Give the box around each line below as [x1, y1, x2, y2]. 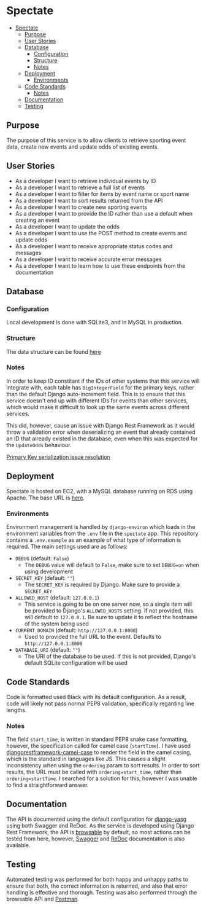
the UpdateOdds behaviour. [6, 441, 72, 448]
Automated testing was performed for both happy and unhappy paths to [6, 875, 188, 883]
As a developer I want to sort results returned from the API [15, 197, 163, 204]
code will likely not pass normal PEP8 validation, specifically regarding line [6, 700, 195, 707]
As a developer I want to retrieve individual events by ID [15, 177, 156, 184]
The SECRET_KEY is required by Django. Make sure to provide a [24, 581, 180, 588]
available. [6, 841, 31, 848]
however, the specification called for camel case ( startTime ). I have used [6, 742, 191, 749]
